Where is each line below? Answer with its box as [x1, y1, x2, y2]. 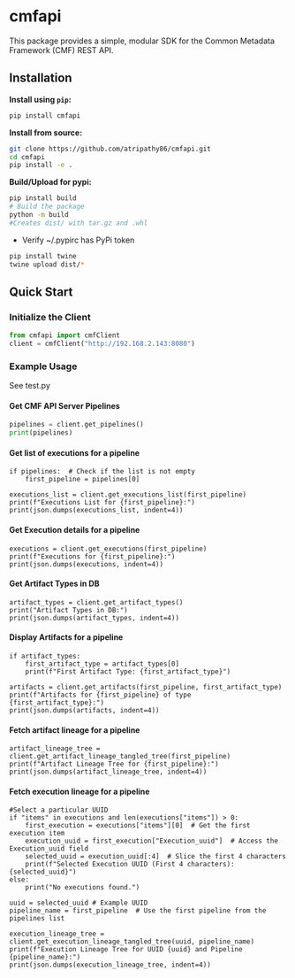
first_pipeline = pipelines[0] [25, 475, 140, 484]
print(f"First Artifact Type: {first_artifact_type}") [25, 667, 231, 676]
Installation [9, 71, 72, 86]
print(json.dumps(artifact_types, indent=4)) [9, 613, 179, 622]
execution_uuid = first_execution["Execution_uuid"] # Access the [25, 836, 278, 846]
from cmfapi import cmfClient [9, 331, 121, 340]
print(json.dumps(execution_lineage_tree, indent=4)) [9, 960, 212, 970]
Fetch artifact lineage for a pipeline [9, 724, 140, 735]
